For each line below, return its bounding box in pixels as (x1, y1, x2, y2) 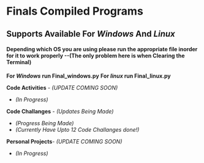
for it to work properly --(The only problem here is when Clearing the (6, 52, 185, 59)
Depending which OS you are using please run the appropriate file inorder (6, 46, 198, 53)
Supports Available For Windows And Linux (6, 29, 176, 39)
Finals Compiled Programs (6, 4, 144, 18)
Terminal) (6, 59, 32, 66)
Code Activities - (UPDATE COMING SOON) (6, 84, 118, 91)
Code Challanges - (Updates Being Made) (6, 107, 114, 115)
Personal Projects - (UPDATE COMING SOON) (6, 137, 123, 145)
